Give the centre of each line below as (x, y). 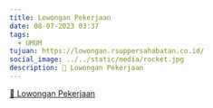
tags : (19, 34)
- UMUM (30, 43)
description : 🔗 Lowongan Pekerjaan (77, 68)
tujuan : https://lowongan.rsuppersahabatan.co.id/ (107, 51)
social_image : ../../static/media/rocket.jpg (97, 59)
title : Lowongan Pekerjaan (60, 18)
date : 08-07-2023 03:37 (54, 26)
